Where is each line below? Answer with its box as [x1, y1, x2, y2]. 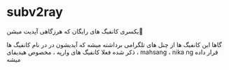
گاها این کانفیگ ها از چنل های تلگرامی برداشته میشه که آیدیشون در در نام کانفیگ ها [6, 40, 222, 49]
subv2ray [6, 4, 64, 20]
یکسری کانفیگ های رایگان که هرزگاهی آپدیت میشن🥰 [6, 27, 144, 35]
